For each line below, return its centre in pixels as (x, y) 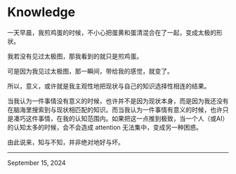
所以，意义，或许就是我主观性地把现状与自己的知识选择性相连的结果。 (109, 86)
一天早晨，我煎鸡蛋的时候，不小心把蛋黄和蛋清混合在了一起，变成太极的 (112, 32)
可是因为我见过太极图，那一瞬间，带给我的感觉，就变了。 (90, 71)
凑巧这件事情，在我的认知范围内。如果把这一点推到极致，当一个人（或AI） (121, 118)
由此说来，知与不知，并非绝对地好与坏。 (66, 142)
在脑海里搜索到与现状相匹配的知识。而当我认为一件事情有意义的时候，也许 (115, 109)
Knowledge (41, 12)
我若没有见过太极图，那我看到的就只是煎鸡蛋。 (75, 56)
